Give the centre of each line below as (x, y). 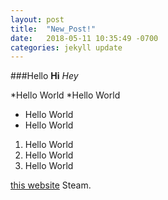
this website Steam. (51, 185)
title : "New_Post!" (53, 29)
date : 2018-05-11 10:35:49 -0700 (84, 38)
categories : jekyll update (66, 47)
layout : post (37, 19)
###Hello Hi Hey (44, 76)
